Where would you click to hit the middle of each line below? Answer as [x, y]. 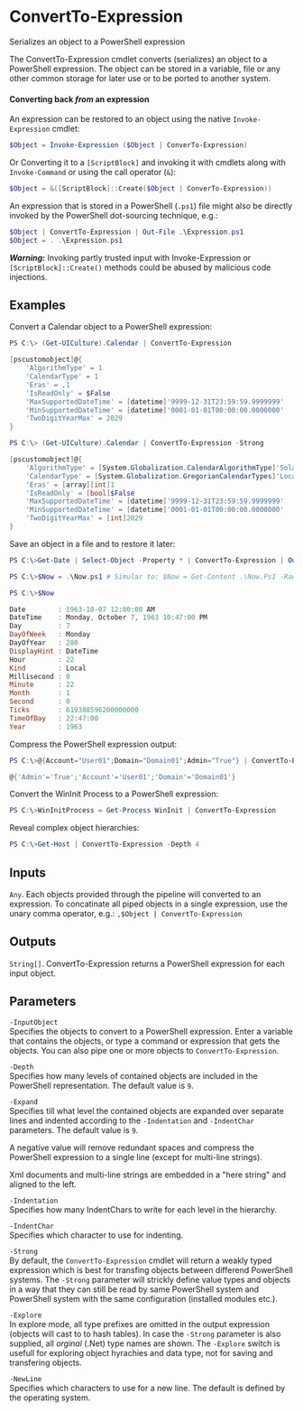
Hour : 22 [42, 660]
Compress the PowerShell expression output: [93, 744]
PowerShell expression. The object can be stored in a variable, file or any [145, 69]
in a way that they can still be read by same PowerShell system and [134, 1289]
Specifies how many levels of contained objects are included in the [134, 1075]
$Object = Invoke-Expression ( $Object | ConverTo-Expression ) [129, 145]
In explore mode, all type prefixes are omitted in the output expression [140, 1324]
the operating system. [50, 1398]
